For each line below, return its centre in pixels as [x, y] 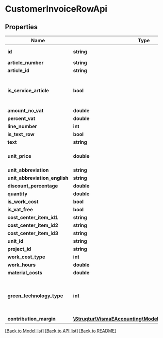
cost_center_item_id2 [33, 225]
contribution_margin [32, 319]
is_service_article [28, 91]
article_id [18, 70]
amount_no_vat [25, 110]
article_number [25, 63]
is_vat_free [20, 210]
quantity [17, 194]
